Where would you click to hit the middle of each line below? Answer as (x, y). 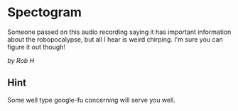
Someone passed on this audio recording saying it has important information (119, 32)
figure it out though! (37, 47)
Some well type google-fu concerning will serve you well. (92, 100)
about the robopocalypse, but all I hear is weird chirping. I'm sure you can (115, 39)
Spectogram (44, 12)
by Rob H (21, 60)
